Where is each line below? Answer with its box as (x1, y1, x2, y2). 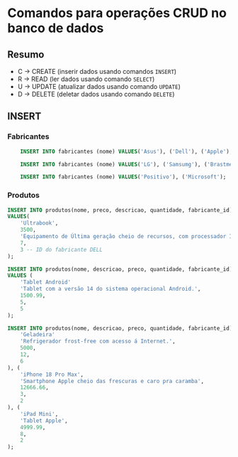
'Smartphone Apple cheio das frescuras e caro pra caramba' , (20, 377, 204, 385)
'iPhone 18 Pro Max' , (20, 371, 84, 378)
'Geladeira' (20, 331, 55, 338)
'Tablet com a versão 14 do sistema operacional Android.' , (20, 286, 201, 293)
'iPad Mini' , (20, 410, 59, 417)
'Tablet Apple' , (20, 417, 69, 424)
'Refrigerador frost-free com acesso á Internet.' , (20, 338, 176, 345)
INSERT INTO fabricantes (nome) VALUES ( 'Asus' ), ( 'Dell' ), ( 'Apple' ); (20, 148, 233, 155)
